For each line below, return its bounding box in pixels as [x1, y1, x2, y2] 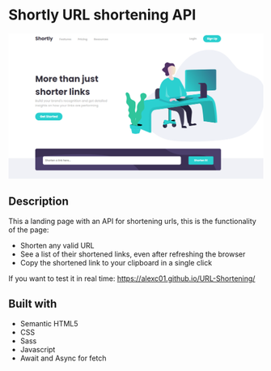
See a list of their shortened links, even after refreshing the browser [19, 249, 246, 259]
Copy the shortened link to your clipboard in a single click [19, 257, 213, 267]
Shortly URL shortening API [8, 6, 197, 24]
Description [8, 195, 69, 209]
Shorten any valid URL [19, 240, 95, 250]
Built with [8, 297, 57, 311]
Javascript [19, 344, 56, 354]
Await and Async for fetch [19, 353, 107, 363]
